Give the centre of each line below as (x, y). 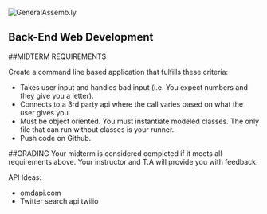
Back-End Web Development (81, 37)
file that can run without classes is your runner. (97, 129)
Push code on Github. (55, 138)
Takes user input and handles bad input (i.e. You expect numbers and (134, 87)
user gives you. (45, 112)
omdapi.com (40, 193)
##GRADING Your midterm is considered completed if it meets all (115, 153)
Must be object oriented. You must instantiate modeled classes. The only (139, 121)
